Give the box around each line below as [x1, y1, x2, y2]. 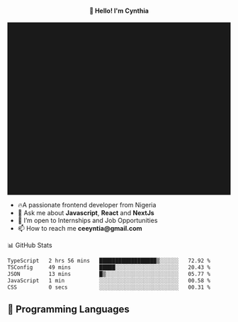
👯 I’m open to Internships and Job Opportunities [17, 217, 158, 225]
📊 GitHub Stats [7, 241, 52, 250]
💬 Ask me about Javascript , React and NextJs [17, 209, 154, 217]
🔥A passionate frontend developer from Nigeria [17, 201, 157, 209]
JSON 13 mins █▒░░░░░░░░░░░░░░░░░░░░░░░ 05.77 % [7, 270, 211, 277]
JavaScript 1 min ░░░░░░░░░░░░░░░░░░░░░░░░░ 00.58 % [7, 277, 211, 284]
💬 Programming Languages [7, 303, 130, 315]
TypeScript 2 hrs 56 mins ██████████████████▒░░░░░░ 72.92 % [7, 258, 211, 265]
